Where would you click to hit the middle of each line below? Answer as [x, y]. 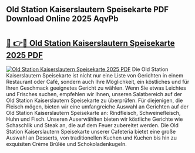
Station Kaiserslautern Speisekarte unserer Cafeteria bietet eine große [91, 132]
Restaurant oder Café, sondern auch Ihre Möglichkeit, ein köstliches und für [98, 82]
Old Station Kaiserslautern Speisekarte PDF [88, 10]
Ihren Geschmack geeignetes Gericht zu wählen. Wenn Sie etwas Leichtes [96, 88]
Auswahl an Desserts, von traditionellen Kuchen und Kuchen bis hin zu [92, 138]
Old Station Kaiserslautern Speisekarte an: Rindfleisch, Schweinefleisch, [93, 113]
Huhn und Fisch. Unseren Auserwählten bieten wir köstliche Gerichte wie [95, 119]
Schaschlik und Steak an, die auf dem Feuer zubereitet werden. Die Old [93, 125]
